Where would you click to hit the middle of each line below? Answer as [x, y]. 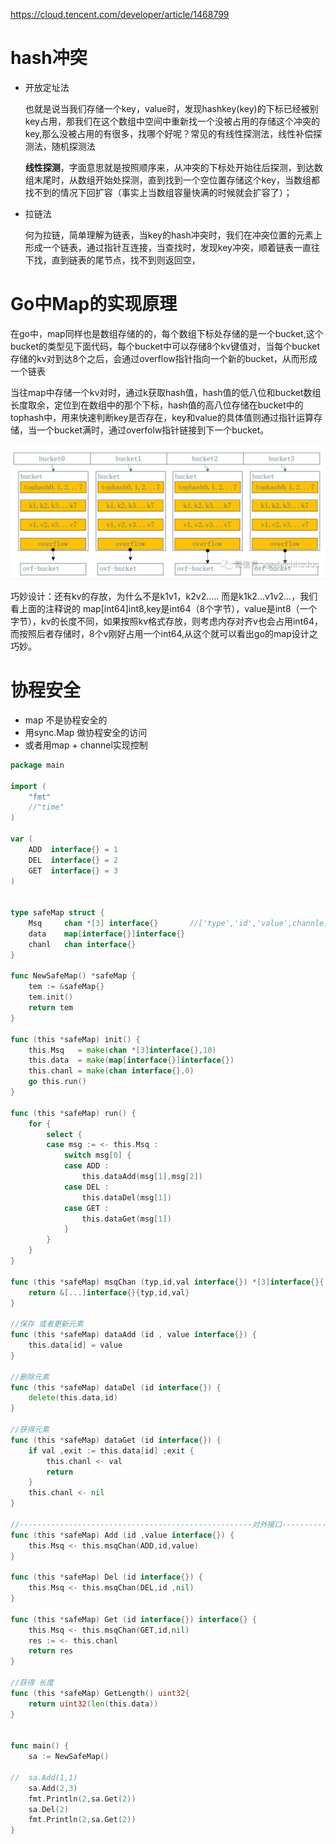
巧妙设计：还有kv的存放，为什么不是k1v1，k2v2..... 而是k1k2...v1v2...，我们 [164, 596]
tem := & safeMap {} [66, 987]
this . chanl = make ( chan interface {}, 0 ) [111, 1071]
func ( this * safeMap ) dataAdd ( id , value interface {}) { [133, 1335]
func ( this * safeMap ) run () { [73, 1113]
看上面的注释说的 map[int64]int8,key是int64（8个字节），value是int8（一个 [164, 608]
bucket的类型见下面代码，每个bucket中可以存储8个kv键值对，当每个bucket [165, 346]
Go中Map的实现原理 [94, 304]
